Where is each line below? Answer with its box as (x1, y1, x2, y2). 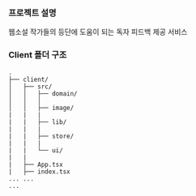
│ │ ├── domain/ (8, 89, 79, 98)
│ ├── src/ (8, 83, 53, 91)
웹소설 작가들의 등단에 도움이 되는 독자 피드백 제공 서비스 (8, 27, 188, 37)
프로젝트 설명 (8, 6, 57, 18)
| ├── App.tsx (8, 160, 63, 168)
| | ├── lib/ (8, 117, 67, 126)
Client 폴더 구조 (8, 49, 67, 61)
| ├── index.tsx (8, 168, 70, 176)
